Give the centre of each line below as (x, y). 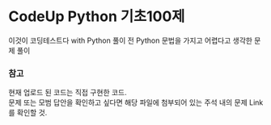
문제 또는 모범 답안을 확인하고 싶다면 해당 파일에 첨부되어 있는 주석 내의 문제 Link (136, 102)
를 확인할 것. (28, 113)
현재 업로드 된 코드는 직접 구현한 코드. (68, 93)
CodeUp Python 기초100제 (97, 17)
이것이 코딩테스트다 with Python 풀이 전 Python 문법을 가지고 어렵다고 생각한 (131, 40)
